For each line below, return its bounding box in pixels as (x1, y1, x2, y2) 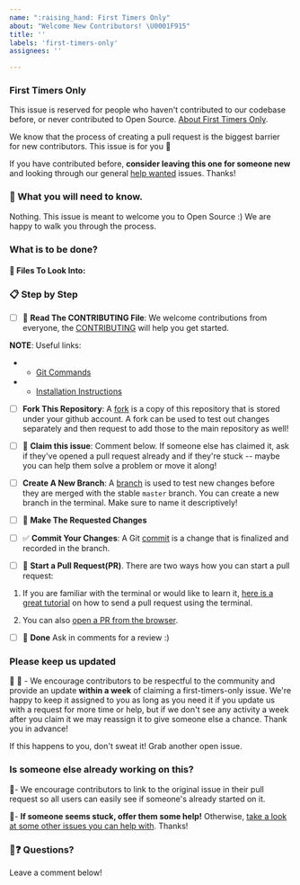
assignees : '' (9, 47, 63, 56)
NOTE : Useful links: (9, 339, 82, 351)
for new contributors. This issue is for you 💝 (9, 141, 172, 152)
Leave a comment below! (9, 867, 102, 878)
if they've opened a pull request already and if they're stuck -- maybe (22, 451, 280, 461)
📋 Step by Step (9, 289, 78, 301)
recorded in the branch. (22, 542, 110, 553)
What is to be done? (9, 243, 99, 255)
